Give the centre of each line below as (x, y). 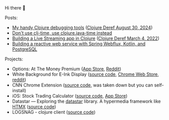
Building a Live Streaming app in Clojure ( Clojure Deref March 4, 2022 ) (86, 38)
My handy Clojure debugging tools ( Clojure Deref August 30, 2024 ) (82, 27)
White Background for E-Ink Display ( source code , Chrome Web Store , (86, 74)
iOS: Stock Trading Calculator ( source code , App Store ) (70, 96)
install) (19, 91)
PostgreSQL (25, 49)
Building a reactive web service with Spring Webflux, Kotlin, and (79, 44)
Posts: (11, 18)
